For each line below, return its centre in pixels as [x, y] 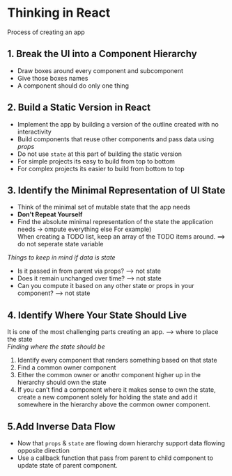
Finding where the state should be [56, 347]
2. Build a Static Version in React [79, 108]
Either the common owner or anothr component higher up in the [109, 375]
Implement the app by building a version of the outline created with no [118, 124]
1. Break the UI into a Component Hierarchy [102, 54]
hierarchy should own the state [62, 382]
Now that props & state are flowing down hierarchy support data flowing [121, 443]
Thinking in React [59, 13]
